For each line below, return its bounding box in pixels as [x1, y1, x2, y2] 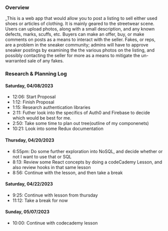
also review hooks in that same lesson [12, 164, 91, 170]
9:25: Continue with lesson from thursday [12, 192, 98, 198]
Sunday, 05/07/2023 [5, 209, 50, 215]
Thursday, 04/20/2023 [5, 137, 54, 143]
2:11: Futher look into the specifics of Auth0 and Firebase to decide [12, 109, 150, 116]
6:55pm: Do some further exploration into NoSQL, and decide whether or [12, 148, 163, 154]
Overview [5, 4, 29, 11]
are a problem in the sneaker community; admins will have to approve [5, 42, 148, 48]
